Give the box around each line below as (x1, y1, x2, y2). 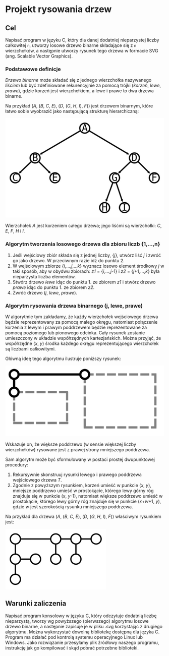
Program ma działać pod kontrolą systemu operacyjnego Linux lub (5, 634, 143, 640)
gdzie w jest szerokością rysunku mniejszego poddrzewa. (12, 503, 133, 510)
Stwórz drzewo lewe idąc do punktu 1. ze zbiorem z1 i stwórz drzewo (12, 279, 156, 285)
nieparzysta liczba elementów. (12, 273, 76, 279)
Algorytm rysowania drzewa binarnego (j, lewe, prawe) (5, 302, 143, 309)
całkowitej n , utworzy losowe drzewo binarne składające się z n (5, 42, 137, 48)
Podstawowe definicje (5, 66, 61, 73)
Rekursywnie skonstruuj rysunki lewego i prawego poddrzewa (12, 471, 142, 478)
